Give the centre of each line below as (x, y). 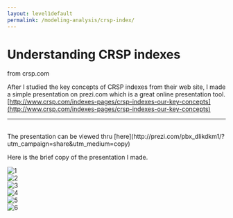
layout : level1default (40, 14)
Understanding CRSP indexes (94, 54)
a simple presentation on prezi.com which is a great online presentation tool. (116, 94)
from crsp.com (28, 74)
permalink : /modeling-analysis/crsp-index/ (71, 20)
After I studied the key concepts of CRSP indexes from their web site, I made (116, 87)
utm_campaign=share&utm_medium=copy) (69, 144)
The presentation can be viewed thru (60, 137)
